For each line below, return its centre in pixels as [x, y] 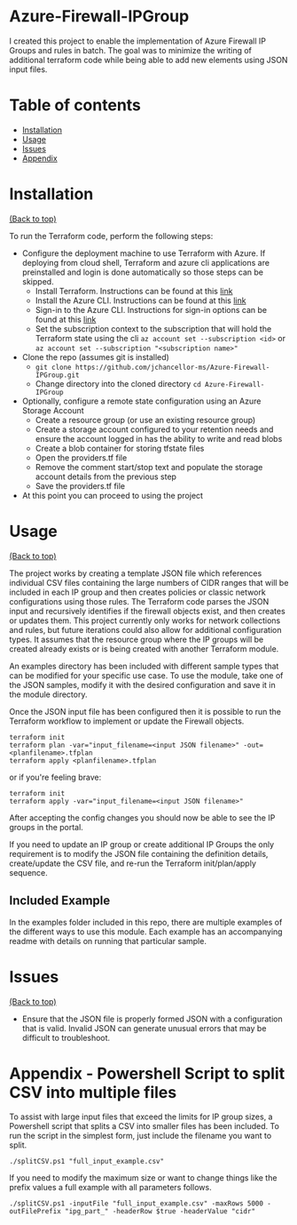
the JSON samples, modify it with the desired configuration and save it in [143, 685]
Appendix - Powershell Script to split [147, 1073]
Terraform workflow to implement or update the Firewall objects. [127, 721]
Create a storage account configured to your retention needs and [154, 429]
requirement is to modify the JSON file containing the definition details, [139, 853]
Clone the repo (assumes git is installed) [96, 356]
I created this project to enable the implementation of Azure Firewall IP [137, 41]
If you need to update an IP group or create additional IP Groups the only [142, 844]
